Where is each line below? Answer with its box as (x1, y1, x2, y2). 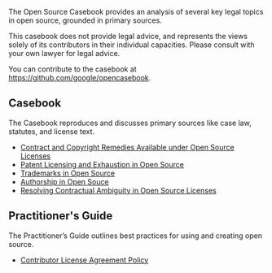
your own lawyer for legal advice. (8, 49, 121, 58)
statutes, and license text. (8, 126, 95, 136)
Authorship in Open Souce (20, 176, 109, 186)
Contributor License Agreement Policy (20, 255, 149, 265)
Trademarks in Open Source (20, 168, 116, 178)
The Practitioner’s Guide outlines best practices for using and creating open (8, 231, 263, 240)
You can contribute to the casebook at (8, 64, 137, 74)
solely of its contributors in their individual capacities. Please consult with (8, 40, 255, 50)
